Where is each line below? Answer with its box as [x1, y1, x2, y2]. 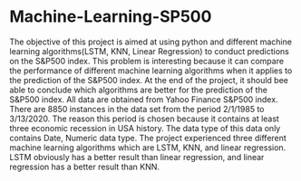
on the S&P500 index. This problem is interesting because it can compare [9, 55, 284, 66]
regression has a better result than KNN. [9, 161, 160, 172]
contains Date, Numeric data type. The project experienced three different [9, 132, 287, 143]
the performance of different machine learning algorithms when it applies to [9, 65, 293, 76]
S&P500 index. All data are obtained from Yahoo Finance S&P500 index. [9, 93, 278, 105]
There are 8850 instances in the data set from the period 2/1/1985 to [9, 103, 265, 114]
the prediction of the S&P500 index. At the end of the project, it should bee [9, 74, 288, 85]
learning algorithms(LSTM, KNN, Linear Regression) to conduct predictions [9, 45, 290, 56]
